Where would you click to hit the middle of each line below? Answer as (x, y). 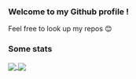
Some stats (30, 49)
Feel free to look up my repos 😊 (60, 29)
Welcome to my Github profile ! (69, 12)
